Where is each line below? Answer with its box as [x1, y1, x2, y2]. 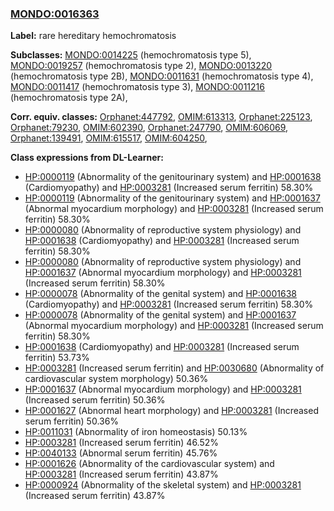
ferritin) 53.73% [24, 352, 90, 364]
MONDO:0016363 [10, 7, 100, 21]
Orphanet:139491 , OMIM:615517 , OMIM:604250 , [10, 132, 208, 144]
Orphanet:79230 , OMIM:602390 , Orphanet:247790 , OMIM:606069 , [10, 122, 289, 134]
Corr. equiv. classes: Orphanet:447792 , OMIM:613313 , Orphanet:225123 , [10, 111, 313, 123]
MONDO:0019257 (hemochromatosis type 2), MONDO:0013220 [10, 60, 273, 72]
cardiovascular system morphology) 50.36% [24, 373, 209, 385]
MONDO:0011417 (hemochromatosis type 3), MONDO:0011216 [10, 81, 265, 93]
